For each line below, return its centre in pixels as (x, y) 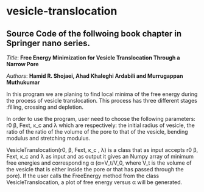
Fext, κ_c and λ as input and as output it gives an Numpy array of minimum (100, 156)
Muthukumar (23, 82)
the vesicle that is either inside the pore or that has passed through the (95, 169)
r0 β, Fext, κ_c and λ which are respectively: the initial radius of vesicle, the (100, 125)
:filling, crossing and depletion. (45, 107)
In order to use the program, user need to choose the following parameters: (101, 119)
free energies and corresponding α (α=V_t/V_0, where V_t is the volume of (99, 163)
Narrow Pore (23, 64)
